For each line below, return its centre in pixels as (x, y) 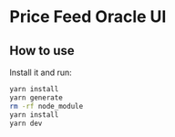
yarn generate (36, 98)
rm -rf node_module (46, 106)
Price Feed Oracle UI (88, 17)
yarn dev (26, 123)
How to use (42, 51)
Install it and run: (41, 72)
